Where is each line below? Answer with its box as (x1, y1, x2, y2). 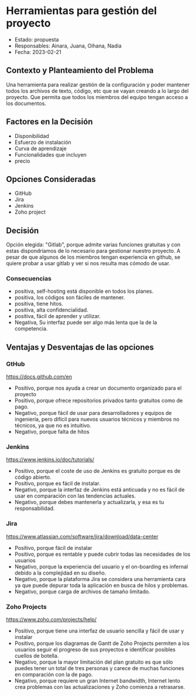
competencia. (14, 325, 48, 332)
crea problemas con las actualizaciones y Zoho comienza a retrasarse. (14, 684, 185, 691)
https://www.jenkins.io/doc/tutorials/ (6, 456, 95, 463)
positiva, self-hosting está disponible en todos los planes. (14, 288, 154, 295)
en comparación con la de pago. (14, 671, 93, 678)
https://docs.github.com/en (6, 373, 72, 380)
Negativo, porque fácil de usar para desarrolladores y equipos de (14, 410, 172, 417)
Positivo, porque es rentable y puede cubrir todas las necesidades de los (14, 550, 191, 558)
